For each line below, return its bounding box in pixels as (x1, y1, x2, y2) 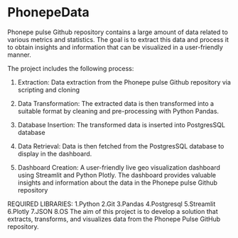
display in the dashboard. (17, 149, 92, 158)
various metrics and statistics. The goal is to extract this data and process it (7, 35, 229, 43)
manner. (7, 50, 32, 59)
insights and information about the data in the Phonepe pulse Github (17, 178, 218, 187)
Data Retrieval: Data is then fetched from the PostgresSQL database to (17, 141, 225, 150)
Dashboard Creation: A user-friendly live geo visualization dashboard (17, 163, 220, 171)
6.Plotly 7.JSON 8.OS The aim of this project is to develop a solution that (7, 207, 218, 215)
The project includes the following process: (7, 64, 134, 72)
